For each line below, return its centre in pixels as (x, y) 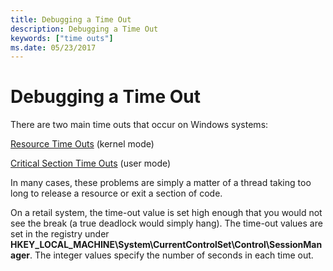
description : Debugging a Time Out (84, 29)
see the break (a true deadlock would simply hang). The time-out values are (166, 223)
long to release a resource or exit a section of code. (116, 193)
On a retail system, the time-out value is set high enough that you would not (166, 213)
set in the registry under (60, 234)
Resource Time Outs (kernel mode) (82, 144)
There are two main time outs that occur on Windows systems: (139, 125)
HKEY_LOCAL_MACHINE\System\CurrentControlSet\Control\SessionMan (166, 245)
